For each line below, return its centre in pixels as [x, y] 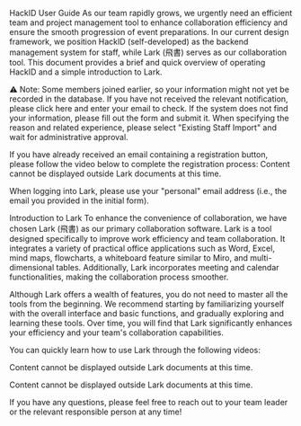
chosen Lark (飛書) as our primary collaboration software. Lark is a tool [141, 229]
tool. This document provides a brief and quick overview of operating [137, 62]
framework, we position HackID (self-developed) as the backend [129, 41]
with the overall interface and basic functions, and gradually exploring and [147, 313]
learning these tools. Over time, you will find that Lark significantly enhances [151, 323]
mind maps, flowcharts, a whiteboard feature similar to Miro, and [129, 258]
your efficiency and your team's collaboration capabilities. [117, 333]
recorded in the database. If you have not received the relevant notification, [149, 99]
